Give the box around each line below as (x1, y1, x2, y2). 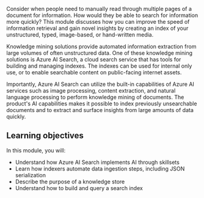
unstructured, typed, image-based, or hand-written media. (6, 31, 154, 38)
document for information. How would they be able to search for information (6, 12, 199, 19)
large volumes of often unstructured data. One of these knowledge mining (6, 49, 192, 57)
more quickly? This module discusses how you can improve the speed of (6, 18, 190, 25)
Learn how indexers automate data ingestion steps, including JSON (15, 164, 185, 172)
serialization (15, 171, 46, 179)
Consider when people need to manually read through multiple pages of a (6, 5, 192, 12)
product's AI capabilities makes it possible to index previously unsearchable (6, 100, 197, 107)
